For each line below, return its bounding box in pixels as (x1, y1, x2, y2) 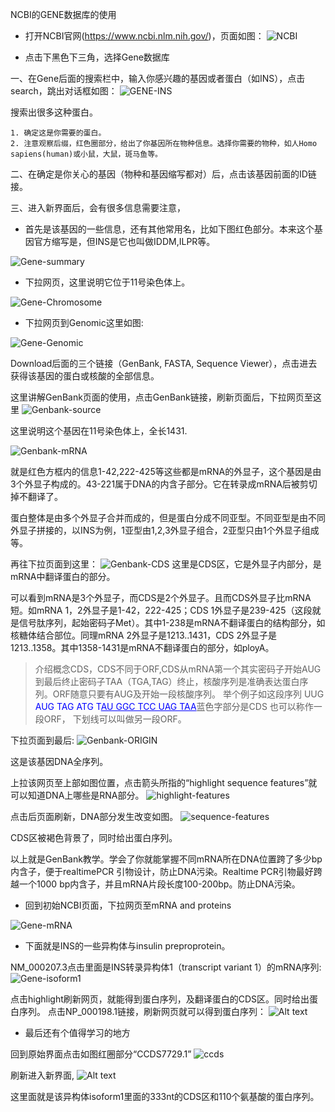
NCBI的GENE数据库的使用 (10, 9, 117, 20)
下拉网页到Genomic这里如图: (24, 317, 144, 328)
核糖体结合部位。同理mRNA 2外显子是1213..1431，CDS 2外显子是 (10, 629, 277, 641)
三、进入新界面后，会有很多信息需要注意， (10, 202, 186, 213)
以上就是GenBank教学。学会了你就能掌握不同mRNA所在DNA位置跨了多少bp (10, 853, 323, 865)
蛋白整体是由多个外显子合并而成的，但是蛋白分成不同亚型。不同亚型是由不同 (10, 512, 326, 523)
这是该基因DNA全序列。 (10, 756, 109, 767)
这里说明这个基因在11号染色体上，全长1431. (10, 425, 188, 437)
